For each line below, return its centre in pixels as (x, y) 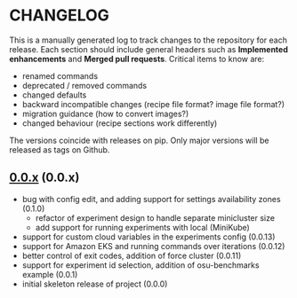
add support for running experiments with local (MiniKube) (143, 227)
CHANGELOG (59, 16)
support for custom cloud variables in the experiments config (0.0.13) (148, 237)
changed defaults (54, 95)
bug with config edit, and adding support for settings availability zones (152, 199)
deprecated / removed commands (84, 85)
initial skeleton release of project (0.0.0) (95, 284)
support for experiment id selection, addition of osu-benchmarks (140, 265)
